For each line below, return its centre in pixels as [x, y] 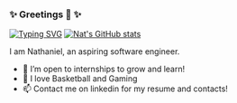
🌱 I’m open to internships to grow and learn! [104, 69]
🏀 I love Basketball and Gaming [80, 79]
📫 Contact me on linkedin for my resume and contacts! [125, 89]
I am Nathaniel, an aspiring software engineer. [95, 51]
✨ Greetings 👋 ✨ [46, 14]
